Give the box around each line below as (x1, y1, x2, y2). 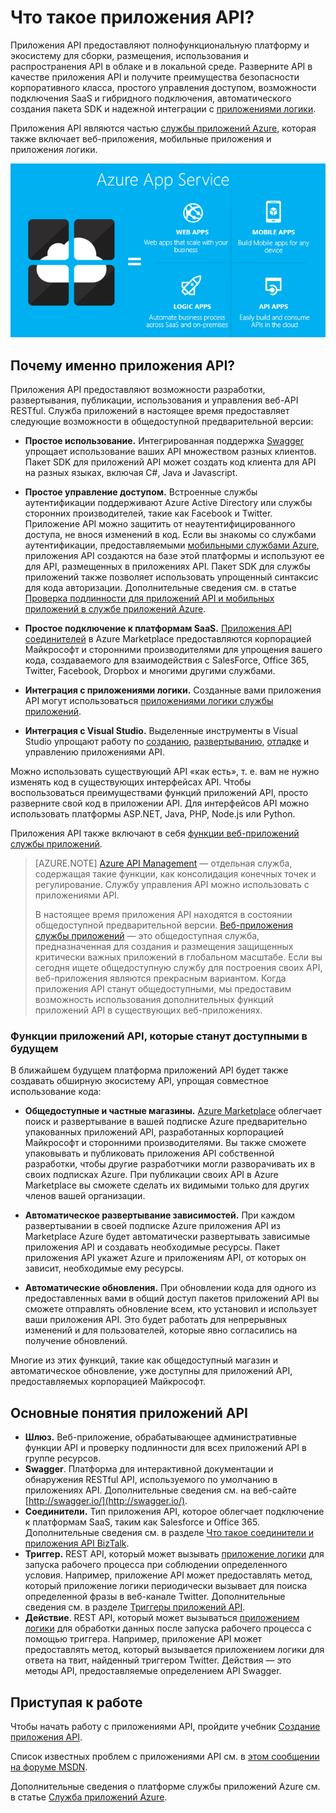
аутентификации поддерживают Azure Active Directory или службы (24, 497, 313, 509)
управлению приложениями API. (24, 746, 165, 758)
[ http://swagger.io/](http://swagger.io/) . (24, 1495, 188, 1507)
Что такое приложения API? (10, 6, 255, 29)
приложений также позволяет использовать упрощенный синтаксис (24, 571, 319, 583)
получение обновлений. (24, 1335, 128, 1347)
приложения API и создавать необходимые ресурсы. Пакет (24, 1241, 281, 1253)
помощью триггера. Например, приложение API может (24, 1633, 263, 1645)
